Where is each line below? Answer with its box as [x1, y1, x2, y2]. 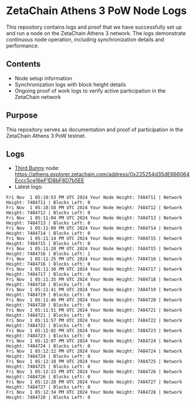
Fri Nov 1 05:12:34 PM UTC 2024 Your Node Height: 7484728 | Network [6, 390, 183, 395]
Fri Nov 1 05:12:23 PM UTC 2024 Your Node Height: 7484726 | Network [6, 369, 183, 375]
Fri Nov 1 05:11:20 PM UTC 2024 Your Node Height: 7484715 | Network [6, 246, 183, 252]
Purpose [6, 110, 38, 121]
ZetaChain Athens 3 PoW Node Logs [6, 4, 187, 18]
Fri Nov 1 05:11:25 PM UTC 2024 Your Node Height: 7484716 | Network [6, 256, 183, 262]
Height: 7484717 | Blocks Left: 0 [6, 271, 91, 278]
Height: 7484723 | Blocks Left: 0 [6, 333, 91, 339]
